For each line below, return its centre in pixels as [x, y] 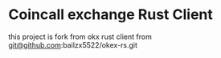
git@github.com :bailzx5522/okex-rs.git [73, 44]
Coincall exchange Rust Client [110, 15]
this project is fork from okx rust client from [80, 37]
